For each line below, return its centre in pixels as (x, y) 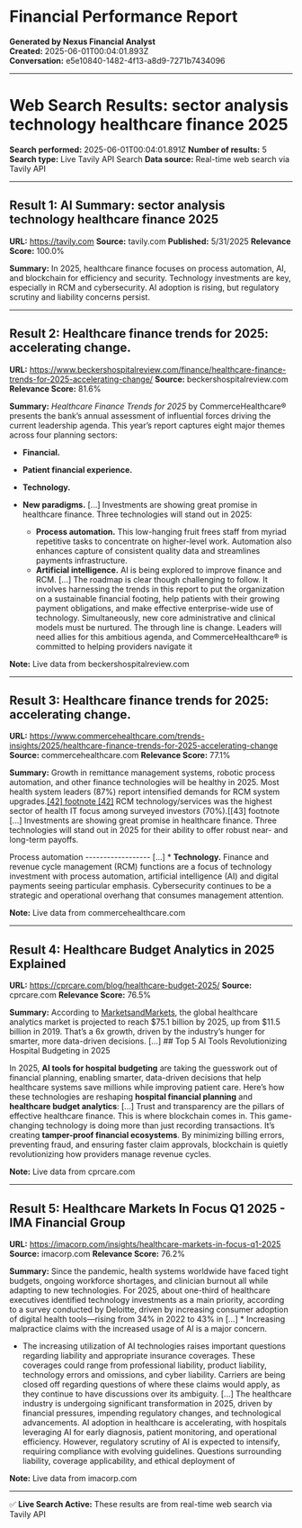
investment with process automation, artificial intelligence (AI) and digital (144, 876)
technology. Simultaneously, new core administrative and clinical (155, 618)
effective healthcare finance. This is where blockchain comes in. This (138, 1116)
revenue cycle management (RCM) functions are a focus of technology (141, 867)
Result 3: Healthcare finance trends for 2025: (139, 700)
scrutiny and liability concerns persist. (80, 297)
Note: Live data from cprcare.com (72, 1171)
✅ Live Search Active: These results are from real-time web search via (141, 1504)
